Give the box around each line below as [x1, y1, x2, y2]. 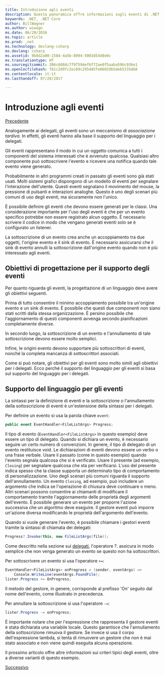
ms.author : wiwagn [5, 26, 43, 31]
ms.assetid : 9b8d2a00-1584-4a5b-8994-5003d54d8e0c [5, 53, 111, 58]
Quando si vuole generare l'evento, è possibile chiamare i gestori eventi [5, 519, 150, 525]
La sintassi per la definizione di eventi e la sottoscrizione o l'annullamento [5, 398, 155, 404]
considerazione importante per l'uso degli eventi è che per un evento [5, 208, 145, 215]
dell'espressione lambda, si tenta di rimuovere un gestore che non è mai [5, 635, 152, 640]
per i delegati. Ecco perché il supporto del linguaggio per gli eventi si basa [5, 365, 156, 371]
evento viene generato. [5, 163, 52, 169]
